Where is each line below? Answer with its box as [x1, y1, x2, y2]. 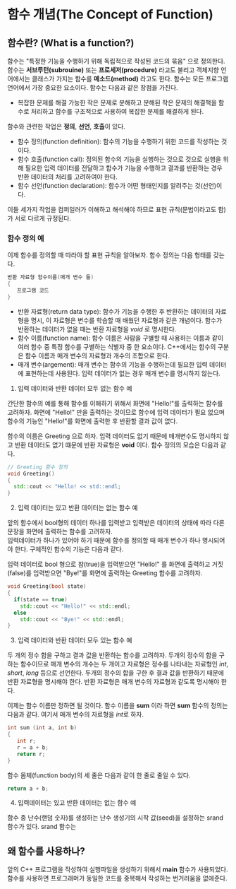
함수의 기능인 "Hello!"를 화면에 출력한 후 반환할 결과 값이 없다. [7, 416, 178, 425]
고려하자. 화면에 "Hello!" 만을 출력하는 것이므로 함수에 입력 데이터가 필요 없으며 [7, 408, 225, 416]
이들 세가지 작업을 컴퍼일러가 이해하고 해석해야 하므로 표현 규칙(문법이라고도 [7, 206, 217, 213]
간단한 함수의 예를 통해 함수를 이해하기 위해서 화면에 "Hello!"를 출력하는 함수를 [7, 399, 223, 407]
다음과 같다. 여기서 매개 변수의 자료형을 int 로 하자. [7, 710, 144, 719]
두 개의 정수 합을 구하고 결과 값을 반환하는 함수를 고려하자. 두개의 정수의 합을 [7, 651, 218, 659]
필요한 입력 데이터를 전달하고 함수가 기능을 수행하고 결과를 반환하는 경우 [25, 164, 223, 172]
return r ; [16, 750, 46, 758]
